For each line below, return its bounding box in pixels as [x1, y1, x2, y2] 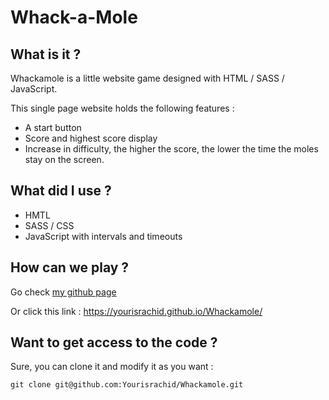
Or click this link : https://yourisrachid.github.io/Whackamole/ [10, 305, 263, 317]
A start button [24, 122, 82, 133]
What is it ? [10, 46, 82, 63]
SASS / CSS [24, 219, 75, 231]
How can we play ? [10, 259, 130, 276]
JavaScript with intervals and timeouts [24, 230, 183, 242]
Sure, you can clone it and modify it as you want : [10, 361, 214, 373]
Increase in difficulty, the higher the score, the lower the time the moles [24, 143, 319, 155]
